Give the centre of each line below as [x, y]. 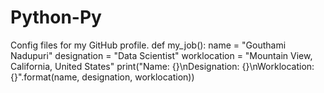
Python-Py [56, 17]
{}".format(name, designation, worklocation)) [102, 77]
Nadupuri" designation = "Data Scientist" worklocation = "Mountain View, [161, 55]
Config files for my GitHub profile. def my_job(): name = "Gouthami [148, 45]
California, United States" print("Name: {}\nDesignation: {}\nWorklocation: [162, 66]
